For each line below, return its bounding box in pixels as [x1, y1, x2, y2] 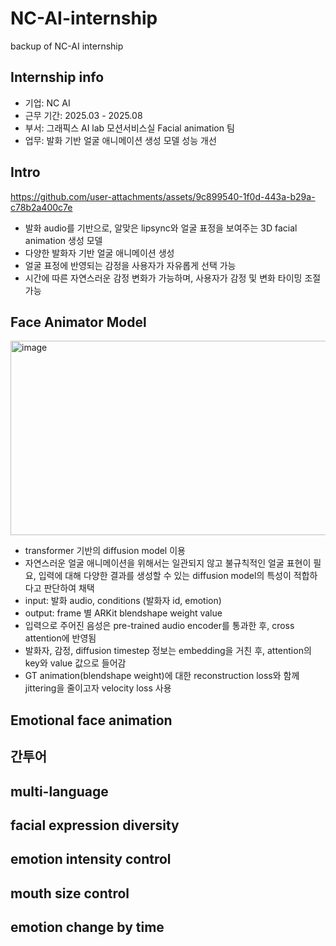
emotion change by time [10, 919, 165, 936]
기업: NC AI [24, 97, 71, 109]
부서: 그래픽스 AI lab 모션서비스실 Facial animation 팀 [24, 122, 235, 134]
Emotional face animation [10, 712, 173, 729]
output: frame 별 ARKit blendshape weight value [24, 607, 223, 619]
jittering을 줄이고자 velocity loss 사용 [24, 682, 172, 694]
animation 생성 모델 [24, 234, 103, 246]
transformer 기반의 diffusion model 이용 [24, 545, 186, 557]
